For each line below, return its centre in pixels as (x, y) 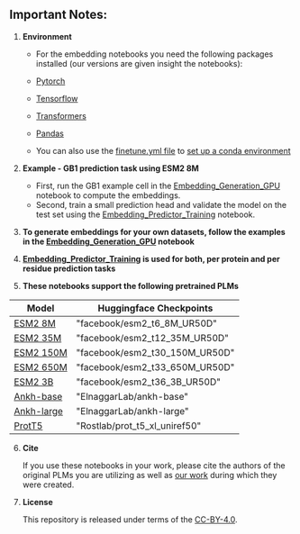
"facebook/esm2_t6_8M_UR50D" (147, 323)
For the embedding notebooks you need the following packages (155, 54)
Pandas (50, 133)
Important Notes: (59, 15)
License (37, 502)
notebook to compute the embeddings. (108, 195)
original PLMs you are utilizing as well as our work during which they (150, 475)
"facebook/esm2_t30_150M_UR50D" (155, 352)
